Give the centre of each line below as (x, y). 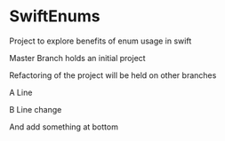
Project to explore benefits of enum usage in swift (100, 41)
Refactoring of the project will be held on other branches (113, 75)
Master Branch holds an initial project (77, 58)
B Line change (36, 109)
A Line (21, 92)
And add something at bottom (64, 127)
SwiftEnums (55, 16)
